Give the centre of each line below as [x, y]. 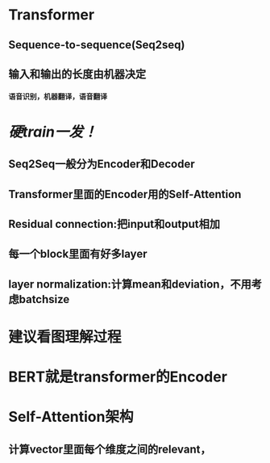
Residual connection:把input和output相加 [114, 224]
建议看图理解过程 [65, 337]
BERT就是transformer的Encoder [118, 377]
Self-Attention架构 [71, 417]
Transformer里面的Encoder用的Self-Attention [125, 194]
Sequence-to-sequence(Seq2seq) [97, 45]
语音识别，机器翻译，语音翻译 [58, 96]
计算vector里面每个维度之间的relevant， [110, 449]
